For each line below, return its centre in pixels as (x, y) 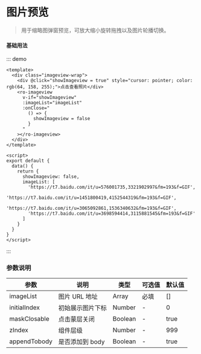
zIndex (19, 330)
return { (28, 172)
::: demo (17, 59)
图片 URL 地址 (78, 297)
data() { (23, 166)
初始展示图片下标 (83, 308)
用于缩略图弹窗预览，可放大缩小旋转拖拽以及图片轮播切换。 (95, 30)
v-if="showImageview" (49, 98)
